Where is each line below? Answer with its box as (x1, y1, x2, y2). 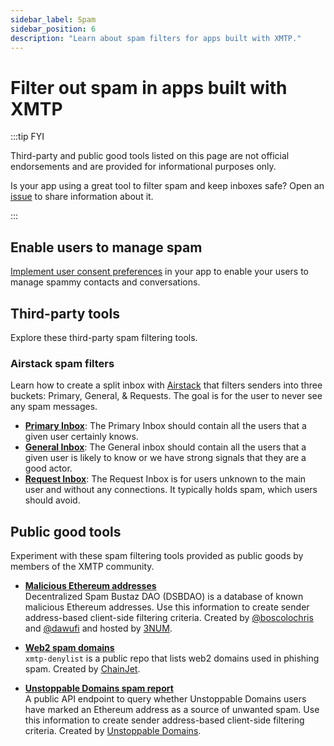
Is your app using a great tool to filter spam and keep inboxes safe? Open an (10, 180, 325, 192)
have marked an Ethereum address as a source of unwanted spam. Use (24, 704, 320, 716)
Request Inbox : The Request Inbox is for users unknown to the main (24, 473, 307, 485)
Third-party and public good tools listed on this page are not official (10, 150, 290, 162)
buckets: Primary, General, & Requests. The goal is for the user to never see (10, 390, 323, 402)
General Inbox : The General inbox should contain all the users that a (24, 441, 307, 453)
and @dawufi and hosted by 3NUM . (24, 622, 173, 635)
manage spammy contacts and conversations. (10, 276, 201, 288)
